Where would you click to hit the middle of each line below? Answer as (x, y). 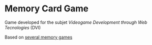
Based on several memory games (38, 37)
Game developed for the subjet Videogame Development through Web (76, 22)
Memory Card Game (47, 9)
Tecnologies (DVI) (23, 27)
